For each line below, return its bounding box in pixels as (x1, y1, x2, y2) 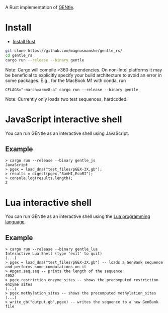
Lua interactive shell (5, 197, 92, 208)
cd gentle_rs (5, 53, 33, 58)
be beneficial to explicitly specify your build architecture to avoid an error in (5, 72, 162, 78)
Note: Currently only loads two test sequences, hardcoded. (5, 96, 128, 102)
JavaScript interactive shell (5, 113, 122, 125)
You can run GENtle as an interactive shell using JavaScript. (5, 130, 129, 136)
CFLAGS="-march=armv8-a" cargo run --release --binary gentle (5, 87, 138, 92)
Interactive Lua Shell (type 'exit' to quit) (5, 251, 102, 256)
